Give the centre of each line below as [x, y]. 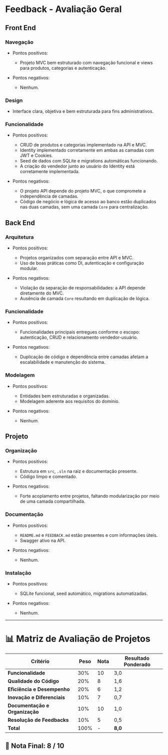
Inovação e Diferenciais [36, 697]
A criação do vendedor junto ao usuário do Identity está [77, 166]
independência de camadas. [49, 196]
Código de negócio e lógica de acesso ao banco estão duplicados [88, 202]
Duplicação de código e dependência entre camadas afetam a [84, 357]
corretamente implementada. [50, 172]
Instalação [18, 573]
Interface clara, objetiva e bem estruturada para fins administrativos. [83, 111]
